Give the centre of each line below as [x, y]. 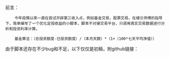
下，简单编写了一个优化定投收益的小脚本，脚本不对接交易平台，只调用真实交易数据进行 [83, 23]
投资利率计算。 [26, 29]
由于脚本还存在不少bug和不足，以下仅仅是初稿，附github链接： [72, 49]
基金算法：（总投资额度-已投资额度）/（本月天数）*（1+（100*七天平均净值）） [86, 39]
